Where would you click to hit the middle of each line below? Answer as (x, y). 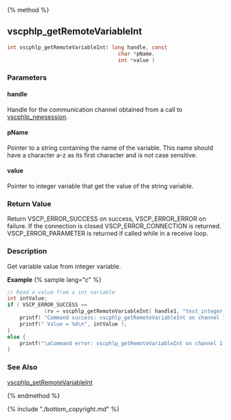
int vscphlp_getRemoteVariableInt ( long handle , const (87, 47)
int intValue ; (27, 298)
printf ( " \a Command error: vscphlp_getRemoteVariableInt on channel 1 (121, 343)
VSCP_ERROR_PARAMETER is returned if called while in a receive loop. (108, 234)
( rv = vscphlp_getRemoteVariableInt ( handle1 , (112, 311)
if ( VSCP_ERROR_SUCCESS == (47, 305)
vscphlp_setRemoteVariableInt (50, 382)
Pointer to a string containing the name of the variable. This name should (110, 148)
